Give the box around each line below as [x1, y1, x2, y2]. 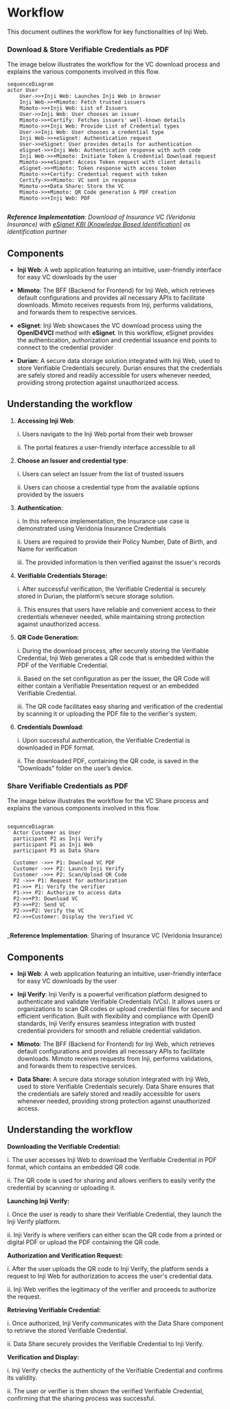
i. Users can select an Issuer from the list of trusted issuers [16, 469, 184, 478]
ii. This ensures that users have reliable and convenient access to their [16, 605, 217, 614]
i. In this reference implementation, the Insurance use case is [16, 517, 190, 525]
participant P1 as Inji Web [13, 841, 94, 848]
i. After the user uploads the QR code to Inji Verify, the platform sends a [7, 1264, 209, 1272]
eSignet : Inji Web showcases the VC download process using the [16, 321, 203, 330]
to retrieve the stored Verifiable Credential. [7, 1326, 128, 1334]
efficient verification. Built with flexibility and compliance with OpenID [16, 1012, 214, 1020]
